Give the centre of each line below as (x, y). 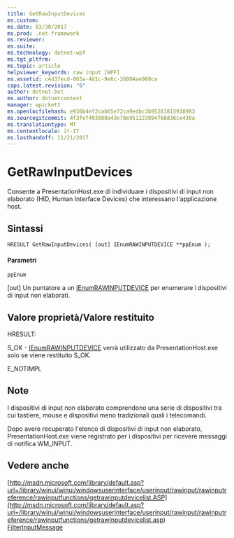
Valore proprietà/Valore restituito (81, 317)
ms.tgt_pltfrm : (29, 60)
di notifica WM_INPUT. (40, 443)
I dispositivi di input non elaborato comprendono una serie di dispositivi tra (115, 408)
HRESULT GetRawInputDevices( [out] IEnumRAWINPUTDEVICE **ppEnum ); (109, 244)
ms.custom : (23, 20)
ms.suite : (22, 46)
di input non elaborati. (39, 296)
